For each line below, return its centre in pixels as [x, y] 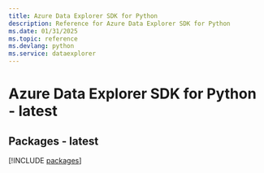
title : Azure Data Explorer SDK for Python [83, 16]
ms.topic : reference [43, 39]
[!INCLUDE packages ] [45, 160]
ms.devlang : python [41, 46]
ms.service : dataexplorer [52, 54]
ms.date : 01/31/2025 [43, 31]
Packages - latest [54, 141]
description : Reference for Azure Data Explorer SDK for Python [119, 24]
